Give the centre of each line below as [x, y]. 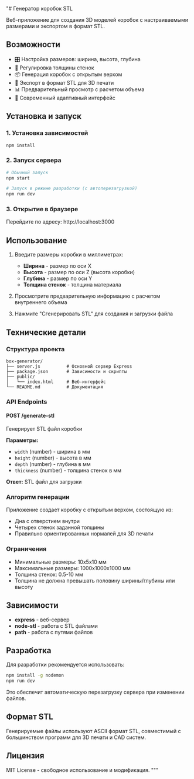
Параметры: [22, 440]
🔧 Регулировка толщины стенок [54, 68]
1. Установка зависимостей [47, 133]
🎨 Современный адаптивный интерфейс [65, 98]
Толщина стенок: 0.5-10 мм [49, 574]
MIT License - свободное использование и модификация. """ [82, 770]
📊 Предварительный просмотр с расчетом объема [79, 89]
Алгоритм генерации [38, 497]
